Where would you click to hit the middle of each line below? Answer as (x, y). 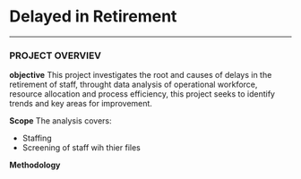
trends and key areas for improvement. (81, 104)
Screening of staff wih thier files (81, 148)
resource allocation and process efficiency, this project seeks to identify (142, 94)
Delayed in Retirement (93, 17)
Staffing (37, 138)
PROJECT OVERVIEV (55, 55)
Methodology (35, 165)
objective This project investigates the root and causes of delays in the (141, 75)
